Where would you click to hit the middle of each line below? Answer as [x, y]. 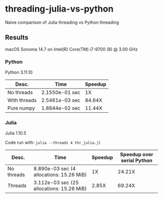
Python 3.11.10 [19, 72]
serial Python [137, 161]
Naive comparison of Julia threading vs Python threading [62, 22]
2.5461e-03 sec [61, 100]
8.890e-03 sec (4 [55, 169]
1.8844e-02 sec [61, 108]
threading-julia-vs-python [59, 9]
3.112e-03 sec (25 [56, 183]
